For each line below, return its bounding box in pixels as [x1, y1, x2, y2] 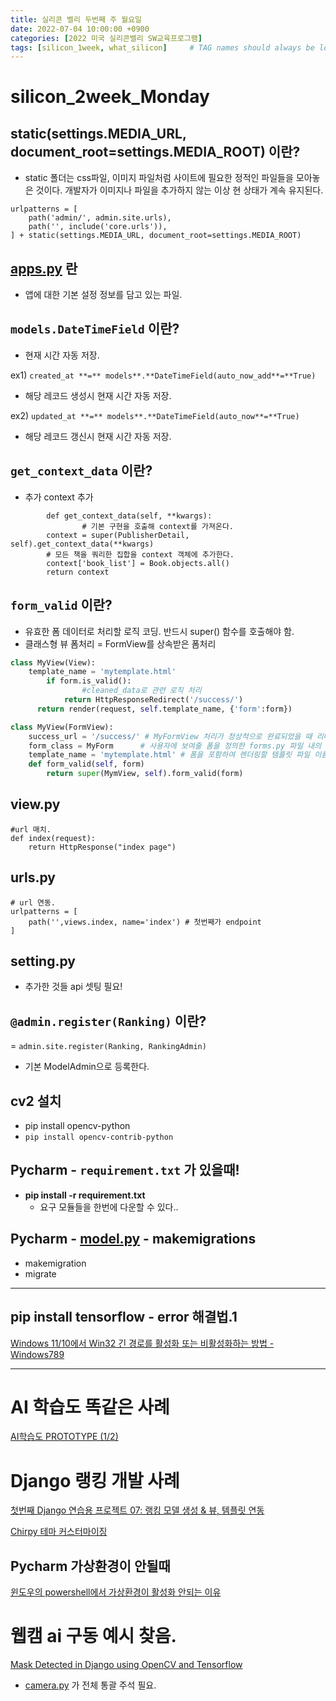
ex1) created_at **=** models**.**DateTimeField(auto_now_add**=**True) [10, 369, 317, 381]
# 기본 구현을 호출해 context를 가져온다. [81, 521, 234, 531]
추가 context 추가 [24, 491, 94, 503]
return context [46, 567, 110, 577]
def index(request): [10, 833, 97, 843]
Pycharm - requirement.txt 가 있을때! [10, 1162, 240, 1179]
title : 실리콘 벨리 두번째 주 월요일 [10, 14, 143, 25]
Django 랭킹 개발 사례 [10, 1469, 180, 1492]
